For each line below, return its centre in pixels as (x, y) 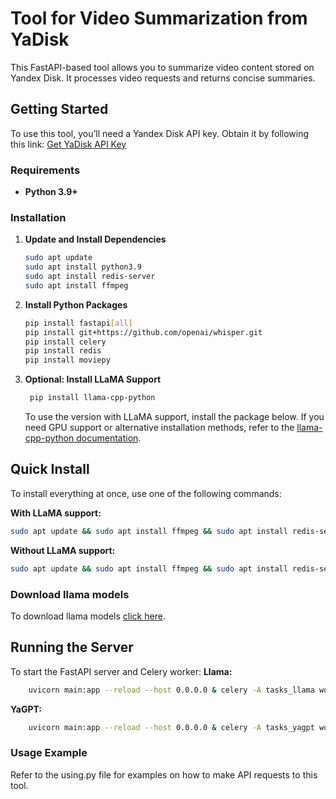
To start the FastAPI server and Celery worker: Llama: (121, 671)
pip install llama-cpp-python (92, 398)
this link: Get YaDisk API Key (68, 144)
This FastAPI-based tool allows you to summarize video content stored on (162, 67)
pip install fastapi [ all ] (78, 323)
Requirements (45, 170)
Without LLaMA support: (63, 550)
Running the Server (72, 647)
